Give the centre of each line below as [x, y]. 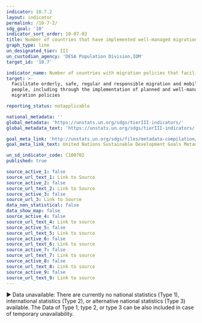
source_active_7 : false [36, 250]
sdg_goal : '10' [25, 29]
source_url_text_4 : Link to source [51, 222]
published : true [26, 161]
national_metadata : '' [35, 117]
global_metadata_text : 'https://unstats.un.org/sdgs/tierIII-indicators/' [102, 128]
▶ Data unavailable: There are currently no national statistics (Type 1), [93, 295]
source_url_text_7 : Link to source [51, 256]
